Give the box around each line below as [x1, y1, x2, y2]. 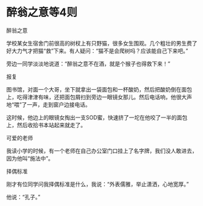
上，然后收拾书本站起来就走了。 [6, 121, 86, 128]
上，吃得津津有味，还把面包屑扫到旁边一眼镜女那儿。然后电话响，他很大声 [6, 93, 192, 101]
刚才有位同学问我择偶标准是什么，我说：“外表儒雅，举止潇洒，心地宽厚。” [6, 180, 189, 188]
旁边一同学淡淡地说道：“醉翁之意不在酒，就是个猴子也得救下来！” [6, 60, 171, 67]
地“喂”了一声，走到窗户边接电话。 [6, 101, 91, 108]
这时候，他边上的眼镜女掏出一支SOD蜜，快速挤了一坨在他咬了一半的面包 [6, 113, 188, 121]
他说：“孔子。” [6, 193, 41, 201]
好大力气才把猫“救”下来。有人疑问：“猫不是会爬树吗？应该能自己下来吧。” [6, 47, 188, 55]
